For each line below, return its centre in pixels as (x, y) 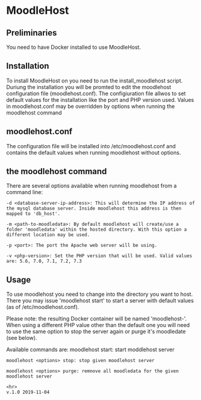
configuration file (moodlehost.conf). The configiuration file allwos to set (96, 93)
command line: (25, 192)
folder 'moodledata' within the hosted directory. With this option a (97, 230)
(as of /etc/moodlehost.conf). (43, 307)
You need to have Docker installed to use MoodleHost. (74, 47)
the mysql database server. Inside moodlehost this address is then (94, 208)
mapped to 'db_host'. (33, 214)
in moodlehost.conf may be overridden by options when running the (91, 106)
